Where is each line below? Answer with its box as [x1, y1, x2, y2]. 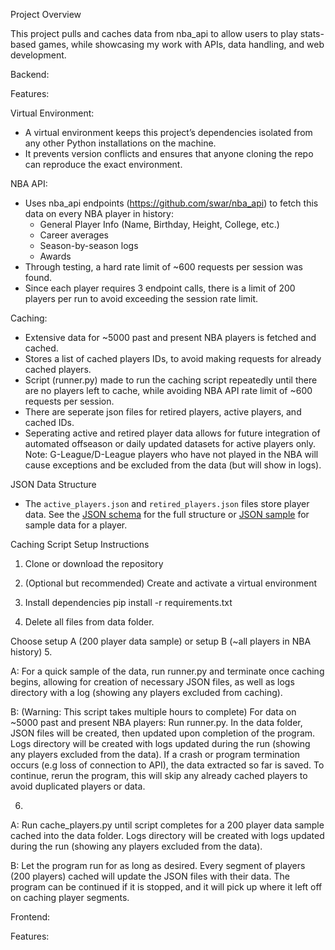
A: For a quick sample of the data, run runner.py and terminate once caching [10, 665, 325, 677]
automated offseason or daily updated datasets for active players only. [24, 438, 317, 449]
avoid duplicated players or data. [10, 780, 146, 792]
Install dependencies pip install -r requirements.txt [24, 597, 233, 608]
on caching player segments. [10, 892, 130, 903]
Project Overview [10, 9, 82, 20]
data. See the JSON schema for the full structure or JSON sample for [24, 509, 310, 520]
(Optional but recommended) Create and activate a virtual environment [24, 577, 317, 589]
